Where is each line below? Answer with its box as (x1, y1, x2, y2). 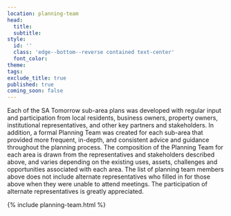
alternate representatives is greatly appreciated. (7, 188, 144, 196)
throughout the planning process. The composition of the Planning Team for (7, 143, 223, 152)
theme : (7, 62, 26, 69)
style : (7, 36, 26, 43)
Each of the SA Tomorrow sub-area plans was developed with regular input (7, 107, 221, 115)
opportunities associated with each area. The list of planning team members (7, 165, 224, 174)
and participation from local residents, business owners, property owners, (7, 114, 218, 122)
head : (7, 17, 23, 24)
